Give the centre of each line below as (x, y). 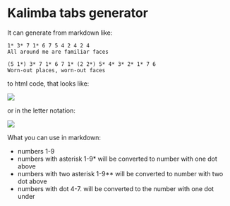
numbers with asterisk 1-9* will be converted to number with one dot (117, 159)
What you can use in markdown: (54, 137)
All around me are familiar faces (58, 52)
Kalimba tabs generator (78, 13)
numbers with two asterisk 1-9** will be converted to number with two (120, 173)
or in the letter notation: (41, 110)
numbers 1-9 (36, 151)
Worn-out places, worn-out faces (56, 70)
